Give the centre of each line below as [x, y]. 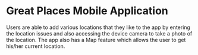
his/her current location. [36, 46]
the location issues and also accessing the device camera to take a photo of [99, 33]
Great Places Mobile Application [87, 11]
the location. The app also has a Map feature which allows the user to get [96, 40]
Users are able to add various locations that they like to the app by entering [98, 27]
